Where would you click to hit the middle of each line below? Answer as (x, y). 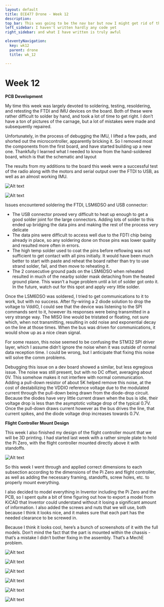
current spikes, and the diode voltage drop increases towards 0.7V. (72, 414)
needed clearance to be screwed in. (41, 518)
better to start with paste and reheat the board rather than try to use (80, 261)
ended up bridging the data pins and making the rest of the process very (85, 225)
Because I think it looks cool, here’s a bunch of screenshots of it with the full (82, 528)
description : (18, 19)
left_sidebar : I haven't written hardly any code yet (61, 28)
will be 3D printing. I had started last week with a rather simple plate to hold (81, 438)
